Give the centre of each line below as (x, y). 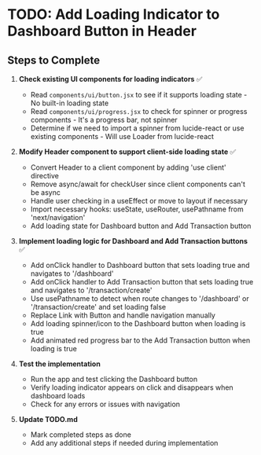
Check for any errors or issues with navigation (105, 404)
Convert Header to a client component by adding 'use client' (128, 167)
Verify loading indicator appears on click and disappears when (132, 387)
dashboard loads (58, 396)
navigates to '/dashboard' (72, 273)
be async (45, 193)
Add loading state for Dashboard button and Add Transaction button (141, 226)
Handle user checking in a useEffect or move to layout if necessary (139, 201)
